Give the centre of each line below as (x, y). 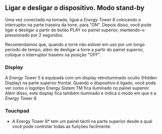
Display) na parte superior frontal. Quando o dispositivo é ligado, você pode (81, 83)
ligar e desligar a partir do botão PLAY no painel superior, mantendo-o (75, 30)
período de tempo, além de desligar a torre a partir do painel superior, (74, 49)
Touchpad (17, 111)
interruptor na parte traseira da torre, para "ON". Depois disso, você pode (78, 25)
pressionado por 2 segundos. (34, 35)
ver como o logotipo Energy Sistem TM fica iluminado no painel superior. (78, 88)
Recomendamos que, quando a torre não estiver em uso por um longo (75, 44)
